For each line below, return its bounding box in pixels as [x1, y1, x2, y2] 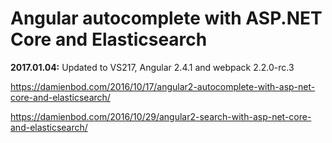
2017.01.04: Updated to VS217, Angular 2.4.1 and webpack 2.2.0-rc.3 [10, 61, 295, 73]
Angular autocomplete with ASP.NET [10, 7, 323, 30]
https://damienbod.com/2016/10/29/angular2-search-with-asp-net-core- [10, 110, 312, 122]
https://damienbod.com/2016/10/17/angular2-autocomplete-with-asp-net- [10, 80, 316, 92]
